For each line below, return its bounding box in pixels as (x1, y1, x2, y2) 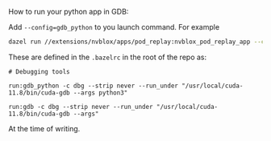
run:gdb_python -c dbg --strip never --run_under (8, 82, 179, 90)
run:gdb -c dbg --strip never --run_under (8, 103, 153, 111)
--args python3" (73, 88, 128, 97)
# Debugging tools (8, 67, 70, 75)
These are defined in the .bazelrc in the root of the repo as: (8, 52, 207, 62)
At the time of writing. (8, 123, 81, 133)
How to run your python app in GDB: (8, 7, 129, 16)
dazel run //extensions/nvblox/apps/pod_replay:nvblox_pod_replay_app (8, 38, 251, 46)
